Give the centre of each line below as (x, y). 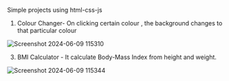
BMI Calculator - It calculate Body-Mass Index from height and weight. (117, 57)
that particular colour (47, 31)
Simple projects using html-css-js (55, 10)
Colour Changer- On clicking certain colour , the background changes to (120, 23)
